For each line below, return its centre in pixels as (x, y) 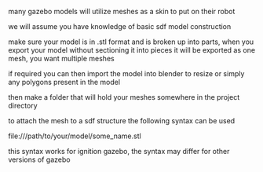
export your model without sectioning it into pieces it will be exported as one (132, 50)
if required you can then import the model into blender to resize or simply (126, 73)
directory (23, 106)
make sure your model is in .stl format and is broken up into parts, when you (131, 42)
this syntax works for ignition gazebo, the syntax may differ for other (119, 151)
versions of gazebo (39, 159)
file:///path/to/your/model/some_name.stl (75, 136)
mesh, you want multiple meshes (62, 59)
